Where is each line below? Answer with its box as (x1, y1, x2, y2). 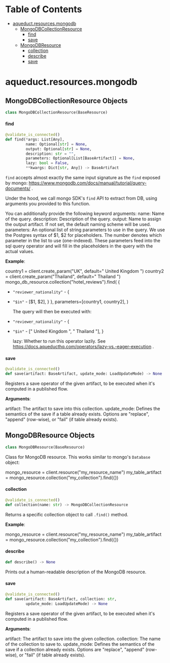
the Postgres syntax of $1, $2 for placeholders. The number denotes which (5, 232, 162, 238)
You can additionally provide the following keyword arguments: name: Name (5, 210, 165, 217)
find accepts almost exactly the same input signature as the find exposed (5, 175, 161, 181)
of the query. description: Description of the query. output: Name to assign (5, 216, 161, 222)
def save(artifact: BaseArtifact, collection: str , (5, 596, 117, 601)
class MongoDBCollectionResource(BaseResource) (5, 109, 108, 115)
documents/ (5, 185, 30, 191)
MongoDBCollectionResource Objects (5, 96, 128, 105)
